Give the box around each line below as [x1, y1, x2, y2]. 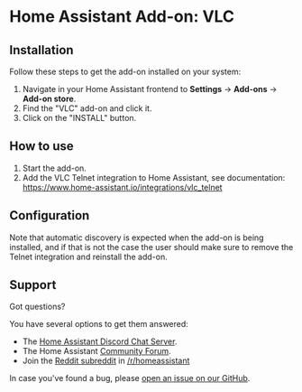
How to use [9, 138, 74, 154]
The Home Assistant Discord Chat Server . [22, 336, 178, 347]
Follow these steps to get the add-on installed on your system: [9, 66, 242, 77]
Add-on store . [22, 93, 77, 104]
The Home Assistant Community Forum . [22, 346, 171, 357]
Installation [9, 42, 74, 58]
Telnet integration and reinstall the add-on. [9, 251, 169, 262]
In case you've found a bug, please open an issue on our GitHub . [9, 373, 251, 384]
